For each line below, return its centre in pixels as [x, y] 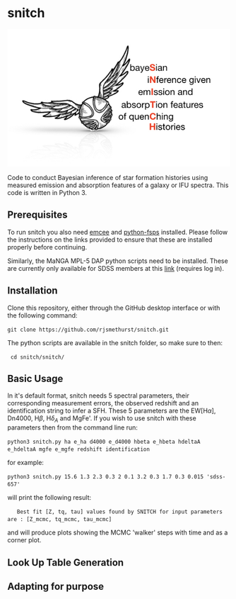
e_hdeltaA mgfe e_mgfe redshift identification [79, 449]
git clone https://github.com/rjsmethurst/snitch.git [88, 330]
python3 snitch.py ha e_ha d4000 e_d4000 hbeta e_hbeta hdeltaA [104, 442]
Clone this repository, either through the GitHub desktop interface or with [114, 308]
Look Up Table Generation [66, 562]
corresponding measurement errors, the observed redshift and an [103, 403]
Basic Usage [35, 378]
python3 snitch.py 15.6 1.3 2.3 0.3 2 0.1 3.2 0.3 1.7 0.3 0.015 [105, 477]
